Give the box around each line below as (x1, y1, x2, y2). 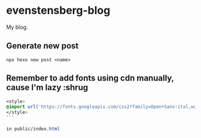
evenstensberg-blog (6, 4, 111, 17)
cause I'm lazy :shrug (6, 82, 89, 93)
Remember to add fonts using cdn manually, (6, 73, 175, 83)
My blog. (6, 23, 28, 31)
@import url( (6, 104, 39, 110)
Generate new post (6, 41, 79, 51)
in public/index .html (6, 126, 60, 132)
